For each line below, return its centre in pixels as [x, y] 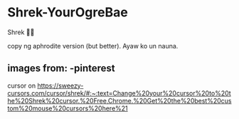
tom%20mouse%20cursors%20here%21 [68, 108]
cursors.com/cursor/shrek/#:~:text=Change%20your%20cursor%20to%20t [119, 93]
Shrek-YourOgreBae [68, 12]
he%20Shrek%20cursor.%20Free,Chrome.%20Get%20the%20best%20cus [119, 100]
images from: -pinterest [61, 68]
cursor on [22, 86]
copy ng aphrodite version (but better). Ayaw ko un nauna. [93, 46]
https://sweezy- [60, 86]
